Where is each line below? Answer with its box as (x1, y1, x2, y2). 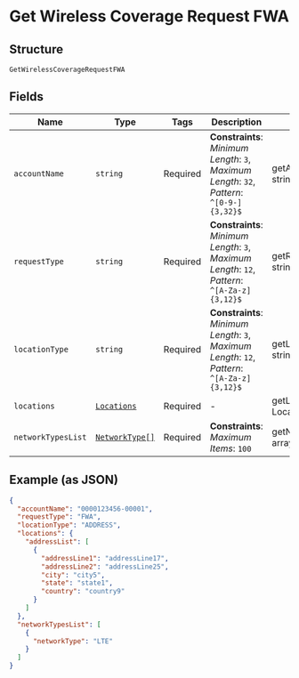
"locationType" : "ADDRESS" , (17, 521, 122, 530)
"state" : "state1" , (41, 578, 114, 588)
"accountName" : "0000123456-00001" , (17, 504, 153, 513)
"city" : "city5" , (41, 570, 105, 579)
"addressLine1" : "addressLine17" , (41, 553, 169, 562)
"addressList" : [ (25, 537, 90, 546)
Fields (9, 89, 44, 104)
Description (211, 116, 263, 128)
